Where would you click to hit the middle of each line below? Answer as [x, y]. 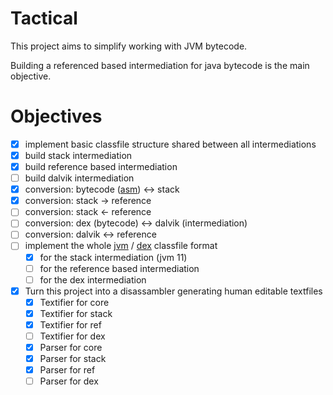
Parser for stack [73, 359]
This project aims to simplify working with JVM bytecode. [129, 46]
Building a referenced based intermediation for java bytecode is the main [160, 65]
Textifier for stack [76, 313]
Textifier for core [74, 302]
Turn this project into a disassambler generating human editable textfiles [173, 291]
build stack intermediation [78, 155]
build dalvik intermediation [79, 178]
